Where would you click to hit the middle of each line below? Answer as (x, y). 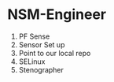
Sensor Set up (42, 44)
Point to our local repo (55, 53)
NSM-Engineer (57, 15)
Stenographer (41, 69)
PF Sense (34, 36)
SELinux (32, 61)
